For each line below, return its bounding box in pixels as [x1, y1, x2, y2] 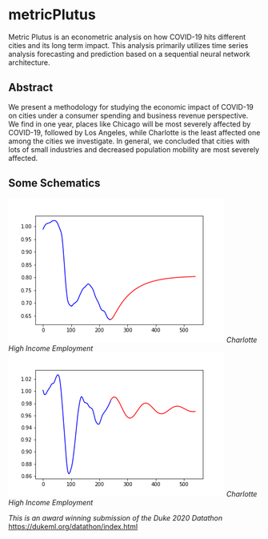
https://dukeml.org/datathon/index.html [8, 521, 138, 531]
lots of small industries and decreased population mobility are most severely [8, 144, 260, 154]
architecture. [8, 58, 50, 67]
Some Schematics [8, 176, 101, 190]
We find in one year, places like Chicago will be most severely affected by [8, 119, 251, 129]
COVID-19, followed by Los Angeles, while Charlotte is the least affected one [8, 127, 261, 137]
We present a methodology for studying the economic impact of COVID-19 [8, 102, 254, 111]
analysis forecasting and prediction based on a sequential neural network [8, 49, 250, 58]
